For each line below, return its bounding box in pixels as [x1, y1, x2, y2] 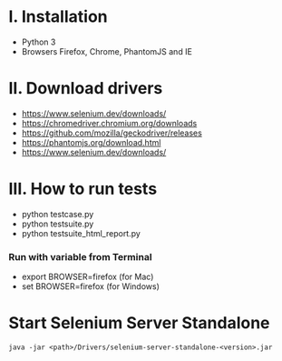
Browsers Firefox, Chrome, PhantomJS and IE [21, 45, 192, 56]
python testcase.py [21, 208, 94, 219]
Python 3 [21, 36, 56, 47]
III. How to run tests [8, 179, 158, 199]
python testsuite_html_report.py [21, 227, 141, 238]
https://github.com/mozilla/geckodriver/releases [21, 127, 203, 138]
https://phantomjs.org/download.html [21, 136, 161, 147]
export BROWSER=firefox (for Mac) [21, 271, 154, 283]
